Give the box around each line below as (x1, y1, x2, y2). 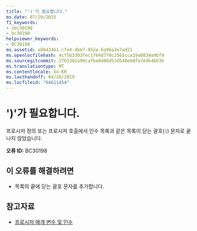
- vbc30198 (6, 25, 33, 31)
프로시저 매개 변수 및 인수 (14, 218, 74, 225)
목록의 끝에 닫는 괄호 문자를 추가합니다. (14, 183, 105, 190)
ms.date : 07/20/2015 (6, 14, 57, 20)
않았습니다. (16, 135, 43, 142)
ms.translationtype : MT (6, 63, 65, 69)
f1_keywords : (6, 19, 38, 25)
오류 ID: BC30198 (6, 147, 48, 154)
